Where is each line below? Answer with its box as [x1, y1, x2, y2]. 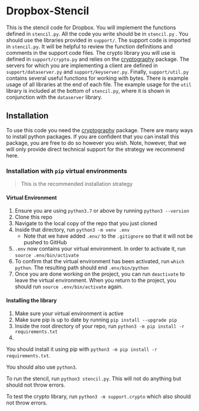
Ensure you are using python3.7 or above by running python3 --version [14, 207, 189, 214]
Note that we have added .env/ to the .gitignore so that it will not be [23, 232, 193, 239]
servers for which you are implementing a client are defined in [6, 61, 158, 69]
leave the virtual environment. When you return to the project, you [14, 277, 176, 284]
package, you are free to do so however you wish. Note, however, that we [6, 139, 187, 147]
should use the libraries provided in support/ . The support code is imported [6, 36, 191, 43]
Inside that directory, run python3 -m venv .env [14, 226, 130, 233]
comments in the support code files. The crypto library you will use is [6, 49, 176, 56]
